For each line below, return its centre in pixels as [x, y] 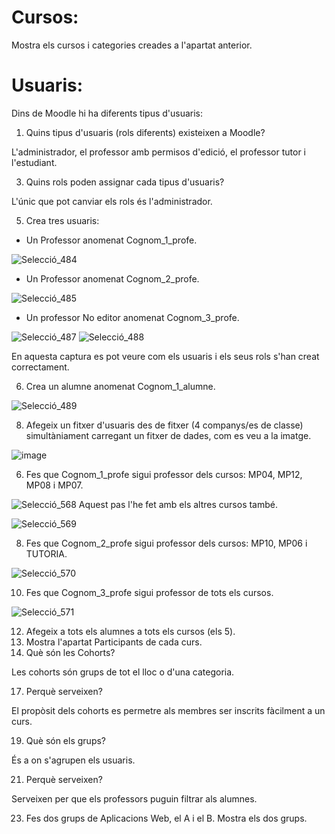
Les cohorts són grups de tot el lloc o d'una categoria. [123, 672]
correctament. [40, 367]
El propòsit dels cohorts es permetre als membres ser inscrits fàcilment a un [168, 710]
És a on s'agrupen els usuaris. [73, 760]
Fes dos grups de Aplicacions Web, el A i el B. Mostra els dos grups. [166, 818]
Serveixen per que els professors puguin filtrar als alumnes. [134, 798]
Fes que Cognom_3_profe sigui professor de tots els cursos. [149, 592]
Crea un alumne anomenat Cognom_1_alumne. [120, 386]
